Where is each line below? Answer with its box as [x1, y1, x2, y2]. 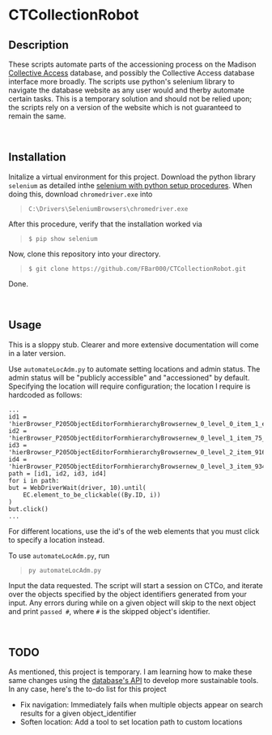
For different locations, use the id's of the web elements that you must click [8, 526, 260, 536]
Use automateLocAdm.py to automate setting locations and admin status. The [8, 363, 261, 374]
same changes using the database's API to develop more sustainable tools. [8, 676, 259, 686]
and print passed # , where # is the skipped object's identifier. [8, 606, 210, 616]
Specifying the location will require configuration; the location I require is [8, 381, 251, 391]
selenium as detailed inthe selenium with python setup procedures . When [8, 180, 253, 190]
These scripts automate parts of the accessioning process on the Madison [8, 59, 257, 69]
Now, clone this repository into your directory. [8, 249, 161, 259]
